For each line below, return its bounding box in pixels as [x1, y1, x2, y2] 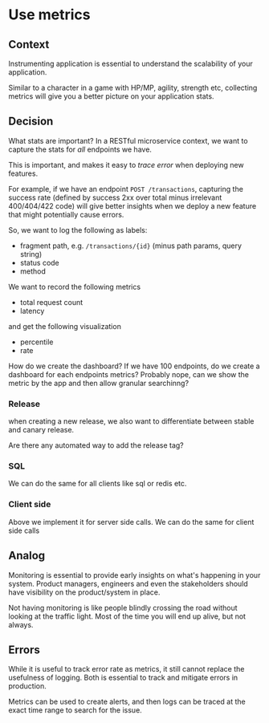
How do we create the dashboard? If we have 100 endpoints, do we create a [8, 361, 260, 371]
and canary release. [8, 425, 75, 435]
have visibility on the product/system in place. [8, 587, 161, 597]
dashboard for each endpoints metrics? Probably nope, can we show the [8, 369, 249, 379]
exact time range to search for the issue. [8, 705, 142, 715]
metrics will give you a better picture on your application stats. [8, 91, 214, 101]
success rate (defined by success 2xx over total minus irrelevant [8, 193, 222, 202]
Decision [8, 115, 54, 128]
